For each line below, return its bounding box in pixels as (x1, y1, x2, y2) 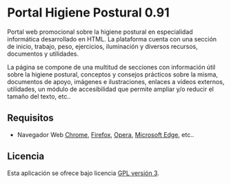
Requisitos (7, 112, 54, 124)
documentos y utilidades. (7, 50, 79, 58)
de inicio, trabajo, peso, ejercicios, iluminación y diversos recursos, (7, 42, 198, 50)
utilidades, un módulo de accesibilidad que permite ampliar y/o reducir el (7, 85, 214, 93)
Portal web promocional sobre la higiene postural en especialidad (7, 28, 193, 36)
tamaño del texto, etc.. (7, 92, 71, 101)
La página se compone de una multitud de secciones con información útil (7, 63, 216, 71)
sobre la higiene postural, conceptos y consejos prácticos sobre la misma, (7, 70, 219, 79)
